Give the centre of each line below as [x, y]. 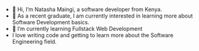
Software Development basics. [51, 22]
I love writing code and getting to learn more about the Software [93, 35]
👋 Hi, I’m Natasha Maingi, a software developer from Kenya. [87, 9]
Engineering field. [34, 42]
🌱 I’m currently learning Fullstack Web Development [77, 29]
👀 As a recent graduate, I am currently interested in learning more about [103, 16]
